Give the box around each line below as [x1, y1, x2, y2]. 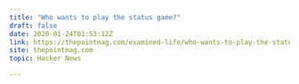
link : [9, 37, 29, 47]
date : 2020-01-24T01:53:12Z [9, 29, 114, 38]
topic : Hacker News [9, 54, 82, 63]
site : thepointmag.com [9, 46, 93, 55]
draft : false [9, 21, 58, 30]
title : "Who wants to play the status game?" [9, 12, 181, 22]
